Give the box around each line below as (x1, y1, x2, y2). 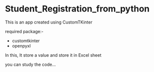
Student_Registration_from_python (5, 3, 150, 14)
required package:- (5, 28, 44, 34)
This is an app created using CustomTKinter (5, 19, 93, 25)
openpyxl (12, 43, 31, 48)
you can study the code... (5, 61, 56, 67)
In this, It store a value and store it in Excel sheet (5, 52, 102, 58)
